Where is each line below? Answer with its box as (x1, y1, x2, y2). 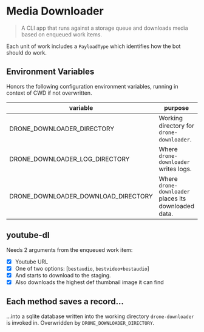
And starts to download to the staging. (15, 271, 111, 279)
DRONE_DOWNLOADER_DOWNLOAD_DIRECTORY (9, 192, 153, 200)
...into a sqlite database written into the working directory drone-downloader (6, 313, 194, 320)
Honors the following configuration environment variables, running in (6, 83, 178, 90)
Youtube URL (15, 258, 49, 265)
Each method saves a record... (6, 296, 124, 307)
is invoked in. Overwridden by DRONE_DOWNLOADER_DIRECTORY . (6, 319, 155, 326)
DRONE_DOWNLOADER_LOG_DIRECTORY (9, 155, 130, 163)
